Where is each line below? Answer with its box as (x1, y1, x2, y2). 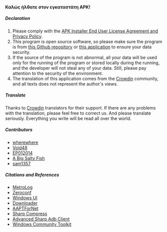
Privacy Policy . (12, 33, 43, 39)
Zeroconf (12, 190, 32, 196)
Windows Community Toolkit (12, 222, 72, 228)
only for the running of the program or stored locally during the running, (12, 60, 160, 66)
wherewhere (12, 139, 38, 145)
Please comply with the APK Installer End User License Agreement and (12, 28, 159, 34)
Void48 (12, 144, 27, 150)
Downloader (12, 200, 38, 206)
